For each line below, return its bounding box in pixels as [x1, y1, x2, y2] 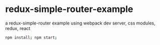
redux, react [5, 25, 31, 31]
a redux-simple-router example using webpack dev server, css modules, [5, 20, 156, 26]
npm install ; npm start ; [5, 35, 57, 40]
